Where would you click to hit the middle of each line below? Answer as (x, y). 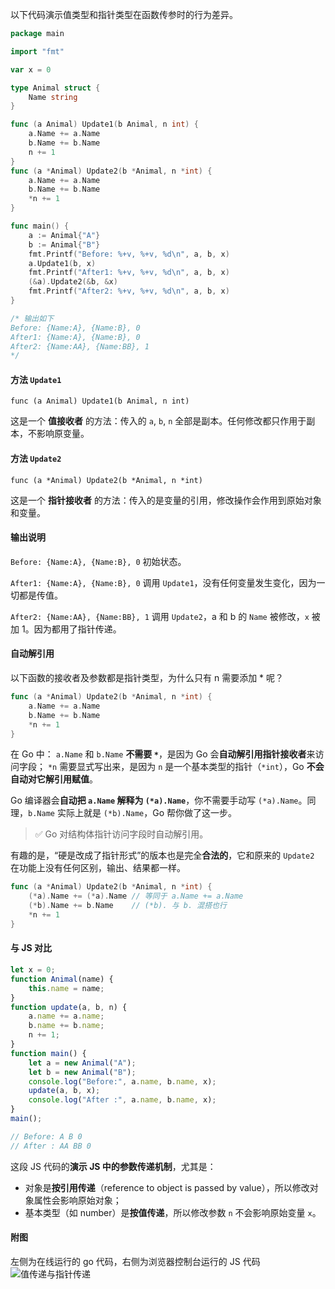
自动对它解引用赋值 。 (54, 779)
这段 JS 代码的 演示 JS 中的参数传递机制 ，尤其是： (113, 1166)
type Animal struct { (55, 88)
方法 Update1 (36, 379)
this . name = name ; (66, 988)
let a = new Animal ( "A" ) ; (82, 1063)
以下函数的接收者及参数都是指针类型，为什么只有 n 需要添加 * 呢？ (147, 678)
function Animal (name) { (62, 979)
